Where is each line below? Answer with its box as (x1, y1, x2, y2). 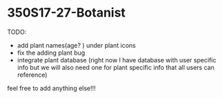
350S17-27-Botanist (7, 5, 126, 21)
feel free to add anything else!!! (7, 84, 96, 92)
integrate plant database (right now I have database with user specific (17, 55, 217, 64)
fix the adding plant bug (17, 48, 86, 57)
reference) (17, 71, 48, 79)
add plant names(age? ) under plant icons (17, 41, 136, 49)
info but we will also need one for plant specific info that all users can (17, 63, 215, 71)
